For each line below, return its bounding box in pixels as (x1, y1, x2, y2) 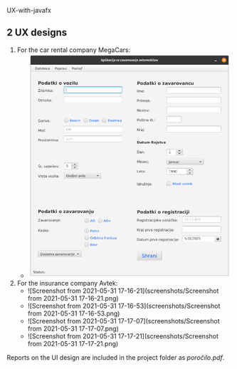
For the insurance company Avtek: (16, 279, 118, 287)
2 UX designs (6, 26, 68, 38)
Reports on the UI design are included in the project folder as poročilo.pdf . (6, 353, 225, 362)
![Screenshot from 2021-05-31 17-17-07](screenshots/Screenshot (27, 316, 220, 325)
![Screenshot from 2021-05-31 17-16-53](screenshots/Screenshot (27, 301, 221, 310)
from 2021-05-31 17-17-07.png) (27, 324, 119, 333)
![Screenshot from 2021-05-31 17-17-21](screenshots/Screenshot (27, 331, 218, 341)
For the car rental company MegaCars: (16, 46, 131, 54)
